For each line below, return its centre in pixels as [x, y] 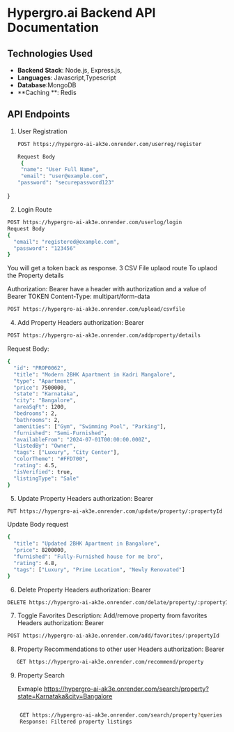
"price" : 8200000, [40, 550]
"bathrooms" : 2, [37, 420]
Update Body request [38, 525]
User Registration [42, 131]
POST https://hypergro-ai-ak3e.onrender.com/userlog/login [95, 222]
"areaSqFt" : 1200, [40, 407]
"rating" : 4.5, [36, 466]
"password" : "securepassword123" [66, 183]
